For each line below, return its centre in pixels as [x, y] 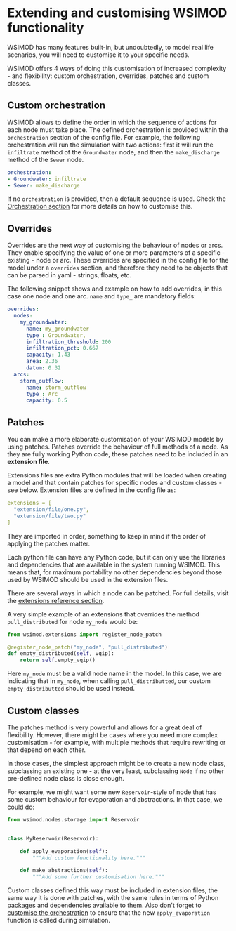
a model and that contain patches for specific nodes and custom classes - [115, 483]
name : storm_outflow [56, 388]
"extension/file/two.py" [50, 516]
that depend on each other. [47, 750]
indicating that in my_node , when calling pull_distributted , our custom [109, 681]
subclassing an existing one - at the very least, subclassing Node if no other [116, 771]
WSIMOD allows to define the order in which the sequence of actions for [112, 122]
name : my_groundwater [58, 329]
